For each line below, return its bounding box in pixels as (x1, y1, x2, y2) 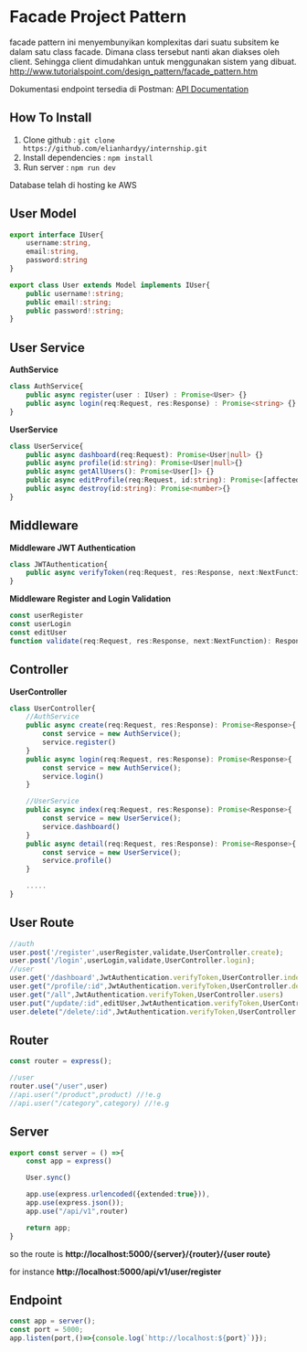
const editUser (9, 628, 68, 637)
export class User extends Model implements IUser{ (9, 281, 210, 290)
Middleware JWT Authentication (9, 542, 136, 553)
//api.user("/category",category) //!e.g (9, 1099, 170, 1108)
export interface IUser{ (9, 230, 104, 240)
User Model (9, 206, 78, 221)
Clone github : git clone (22, 134, 116, 145)
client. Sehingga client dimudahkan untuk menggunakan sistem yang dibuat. (9, 56, 297, 67)
